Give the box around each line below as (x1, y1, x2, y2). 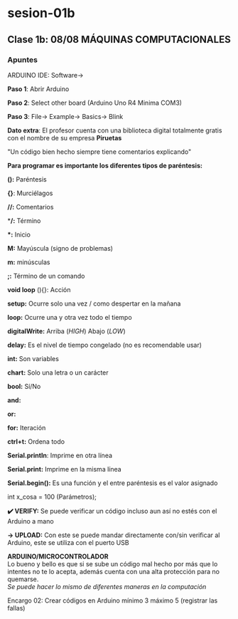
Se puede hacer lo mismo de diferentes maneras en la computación (7, 582, 207, 591)
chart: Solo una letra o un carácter (7, 368, 109, 377)
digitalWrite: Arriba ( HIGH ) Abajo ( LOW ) (7, 326, 126, 335)
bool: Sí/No (7, 382, 41, 390)
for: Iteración (7, 423, 46, 432)
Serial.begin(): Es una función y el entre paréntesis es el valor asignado (7, 479, 218, 487)
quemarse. (7, 575, 39, 583)
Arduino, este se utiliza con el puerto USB (7, 538, 129, 546)
